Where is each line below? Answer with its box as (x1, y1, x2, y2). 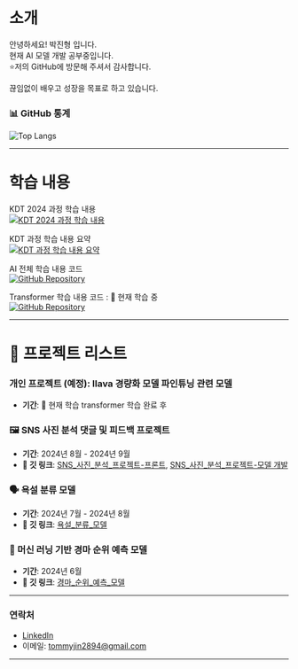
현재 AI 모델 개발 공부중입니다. (9, 50, 114, 60)
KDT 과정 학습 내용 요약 (9, 234, 91, 245)
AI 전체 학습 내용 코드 (9, 263, 83, 275)
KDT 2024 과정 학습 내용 (9, 204, 96, 214)
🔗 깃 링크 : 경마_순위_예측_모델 (21, 577, 126, 587)
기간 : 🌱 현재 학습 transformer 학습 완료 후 (21, 400, 167, 410)
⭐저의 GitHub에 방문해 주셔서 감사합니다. (9, 61, 152, 72)
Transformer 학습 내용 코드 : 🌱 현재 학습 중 (9, 292, 158, 302)
